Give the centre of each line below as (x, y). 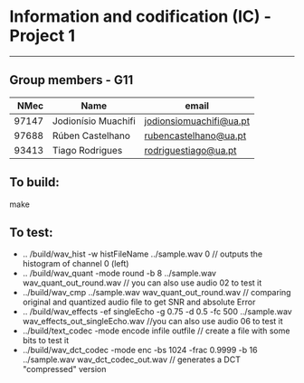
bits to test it (46, 341)
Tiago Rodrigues (87, 150)
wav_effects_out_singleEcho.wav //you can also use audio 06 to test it (152, 322)
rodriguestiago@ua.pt (190, 150)
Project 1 (42, 36)
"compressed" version (64, 369)
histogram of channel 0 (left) (76, 264)
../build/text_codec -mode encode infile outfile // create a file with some (156, 331)
